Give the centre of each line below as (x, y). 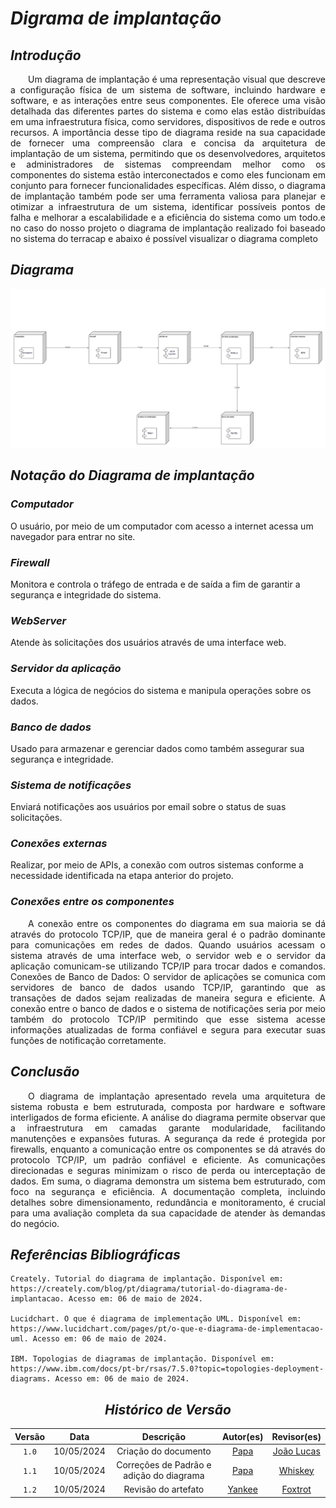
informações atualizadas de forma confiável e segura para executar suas (168, 1029)
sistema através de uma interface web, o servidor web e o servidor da (168, 955)
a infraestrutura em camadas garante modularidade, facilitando (168, 1128)
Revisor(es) (296, 1436)
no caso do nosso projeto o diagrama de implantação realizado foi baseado (168, 228)
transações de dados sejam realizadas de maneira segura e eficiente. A (168, 998)
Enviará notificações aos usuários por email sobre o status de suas (148, 807)
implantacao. (37, 1299)
